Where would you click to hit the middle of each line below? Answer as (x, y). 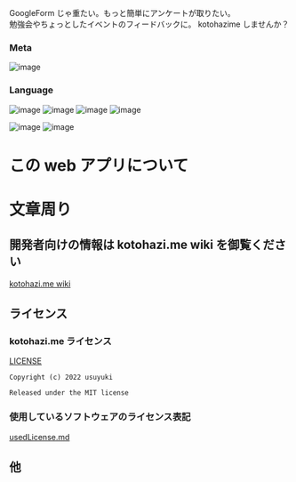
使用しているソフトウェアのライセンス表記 (100, 417)
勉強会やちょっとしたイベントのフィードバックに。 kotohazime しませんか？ (149, 24)
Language (32, 90)
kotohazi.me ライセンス (60, 341)
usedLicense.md (40, 437)
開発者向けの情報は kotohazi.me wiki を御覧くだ (142, 245)
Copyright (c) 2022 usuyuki (61, 378)
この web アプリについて (99, 165)
